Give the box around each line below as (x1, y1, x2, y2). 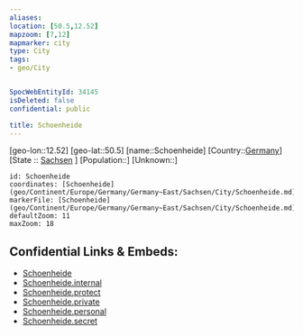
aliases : (9, 13, 42, 23)
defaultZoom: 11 (9, 212, 70, 221)
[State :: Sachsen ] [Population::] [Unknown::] (9, 155, 179, 166)
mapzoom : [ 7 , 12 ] (9, 30, 70, 39)
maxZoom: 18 (9, 220, 54, 229)
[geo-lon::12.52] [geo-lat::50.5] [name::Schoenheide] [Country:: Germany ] (9, 145, 282, 156)
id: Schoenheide (9, 172, 70, 181)
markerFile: (9, 195, 54, 205)
